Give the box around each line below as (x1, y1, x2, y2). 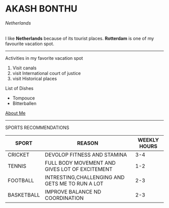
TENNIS (8, 163, 27, 170)
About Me (5, 110, 26, 116)
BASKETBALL (8, 191, 40, 198)
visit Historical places (12, 76, 57, 82)
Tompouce (12, 95, 35, 101)
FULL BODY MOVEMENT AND (45, 159, 116, 166)
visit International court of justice (12, 70, 81, 76)
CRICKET (8, 151, 30, 158)
